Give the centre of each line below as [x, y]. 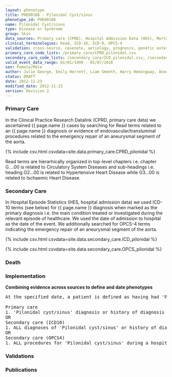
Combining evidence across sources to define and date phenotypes [79, 287]
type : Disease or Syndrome [34, 29]
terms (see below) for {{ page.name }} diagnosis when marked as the [84, 208]
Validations [20, 356]
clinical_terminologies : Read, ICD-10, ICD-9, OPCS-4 [64, 43]
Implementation [26, 276]
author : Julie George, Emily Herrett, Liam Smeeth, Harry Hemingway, [81, 72]
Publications [21, 370]
